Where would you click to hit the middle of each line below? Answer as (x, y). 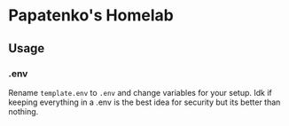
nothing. (23, 111)
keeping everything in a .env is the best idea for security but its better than (144, 102)
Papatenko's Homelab (91, 16)
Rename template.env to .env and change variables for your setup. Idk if (140, 92)
